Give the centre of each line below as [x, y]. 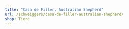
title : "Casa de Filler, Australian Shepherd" [54, 10]
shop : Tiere [17, 19]
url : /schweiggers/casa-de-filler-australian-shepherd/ [64, 14]
